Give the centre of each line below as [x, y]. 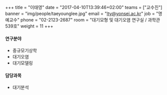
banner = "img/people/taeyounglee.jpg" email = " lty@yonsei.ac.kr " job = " [82, 13]
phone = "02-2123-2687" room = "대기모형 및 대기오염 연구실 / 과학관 [90, 20]
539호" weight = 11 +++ [29, 26]
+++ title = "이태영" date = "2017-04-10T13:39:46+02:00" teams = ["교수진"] [84, 7]
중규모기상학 [25, 50]
